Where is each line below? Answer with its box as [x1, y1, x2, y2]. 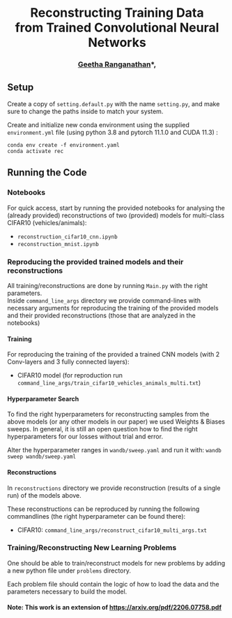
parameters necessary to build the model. [7, 587, 127, 596]
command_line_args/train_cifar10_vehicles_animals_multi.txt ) [17, 379, 201, 387]
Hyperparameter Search [7, 394, 79, 403]
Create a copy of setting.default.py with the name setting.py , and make [7, 99, 220, 108]
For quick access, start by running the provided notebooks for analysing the [7, 203, 225, 212]
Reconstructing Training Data [30, 5, 204, 21]
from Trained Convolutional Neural [15, 20, 219, 36]
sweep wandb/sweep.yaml [7, 453, 77, 461]
